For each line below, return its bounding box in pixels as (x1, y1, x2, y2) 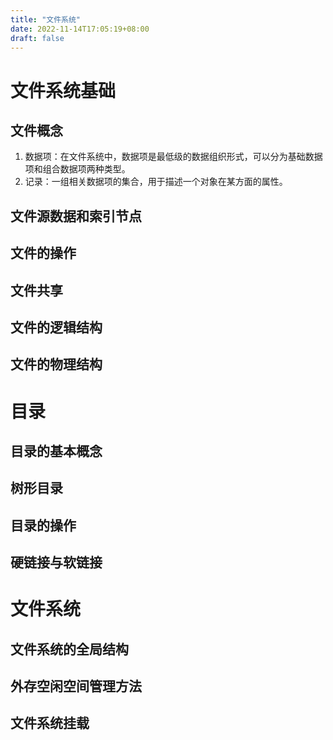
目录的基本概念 (10, 442, 103, 460)
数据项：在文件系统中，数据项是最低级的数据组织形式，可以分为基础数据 (24, 151, 323, 163)
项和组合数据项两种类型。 (24, 163, 131, 175)
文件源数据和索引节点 (10, 207, 142, 225)
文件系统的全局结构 (10, 641, 129, 658)
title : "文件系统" (10, 14, 82, 25)
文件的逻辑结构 (10, 319, 103, 336)
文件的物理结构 (10, 356, 103, 373)
